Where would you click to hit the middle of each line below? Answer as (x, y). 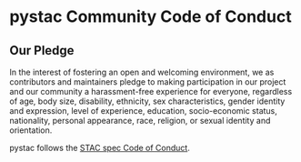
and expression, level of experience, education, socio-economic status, (143, 111)
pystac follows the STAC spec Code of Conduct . (100, 148)
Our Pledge (42, 51)
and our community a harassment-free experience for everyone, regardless (151, 91)
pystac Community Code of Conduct (151, 17)
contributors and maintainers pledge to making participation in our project (148, 82)
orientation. (31, 130)
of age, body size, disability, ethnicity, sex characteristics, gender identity (147, 101)
